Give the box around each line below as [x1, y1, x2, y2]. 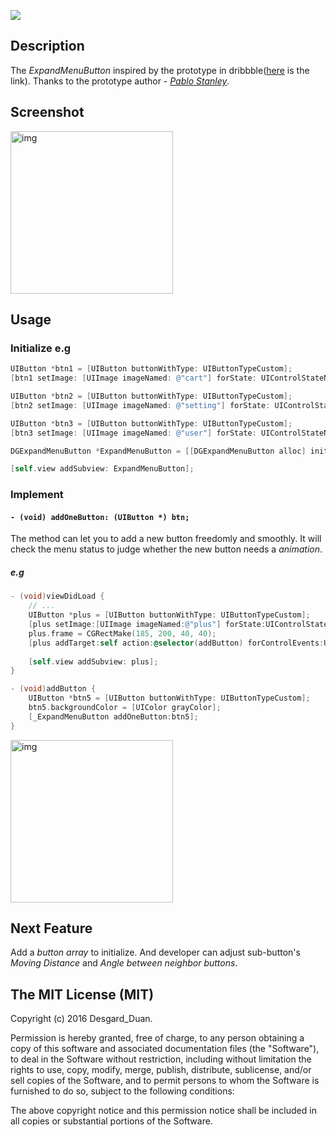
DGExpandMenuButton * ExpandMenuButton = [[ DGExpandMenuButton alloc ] [10, 446, 307, 456]
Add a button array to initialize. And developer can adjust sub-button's [10, 946, 301, 959]
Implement [10, 488, 64, 502]
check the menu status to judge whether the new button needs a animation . [10, 543, 323, 555]
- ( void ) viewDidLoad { [10, 591, 105, 602]
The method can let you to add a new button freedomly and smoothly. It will [10, 533, 322, 545]
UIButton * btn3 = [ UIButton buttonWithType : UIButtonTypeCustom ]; [10, 418, 293, 429]
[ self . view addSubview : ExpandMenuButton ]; [10, 464, 195, 474]
